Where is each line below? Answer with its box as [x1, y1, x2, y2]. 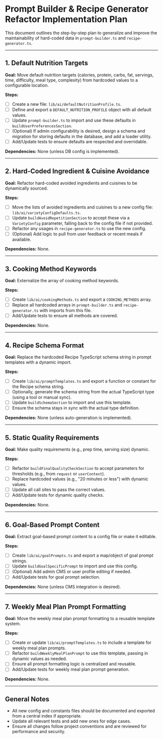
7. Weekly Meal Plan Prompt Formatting [5, 603, 126, 611]
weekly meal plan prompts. [12, 645, 66, 651]
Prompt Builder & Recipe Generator [5, 3, 149, 15]
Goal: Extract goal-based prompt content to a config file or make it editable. [5, 534, 157, 540]
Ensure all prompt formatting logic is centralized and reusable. [12, 661, 137, 667]
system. [5, 621, 21, 627]
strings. [12, 558, 28, 564]
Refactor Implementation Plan [5, 14, 128, 25]
